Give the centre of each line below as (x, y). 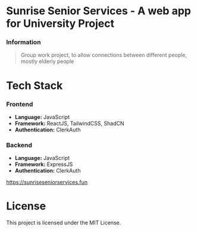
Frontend (20, 104)
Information (24, 42)
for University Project (60, 23)
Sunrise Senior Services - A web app (99, 11)
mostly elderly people (47, 61)
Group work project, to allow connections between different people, (104, 55)
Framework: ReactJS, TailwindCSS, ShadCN (69, 123)
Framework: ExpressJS (44, 164)
